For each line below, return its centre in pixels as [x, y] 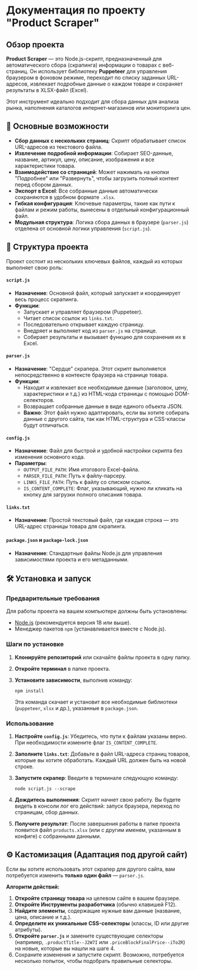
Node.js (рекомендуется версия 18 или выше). [73, 623]
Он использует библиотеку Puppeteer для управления [98, 71]
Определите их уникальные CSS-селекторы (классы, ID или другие [102, 923]
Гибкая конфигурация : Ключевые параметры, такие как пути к [95, 203]
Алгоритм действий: [33, 887]
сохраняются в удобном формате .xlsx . [65, 197]
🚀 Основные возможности [57, 127]
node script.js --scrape [45, 789]
